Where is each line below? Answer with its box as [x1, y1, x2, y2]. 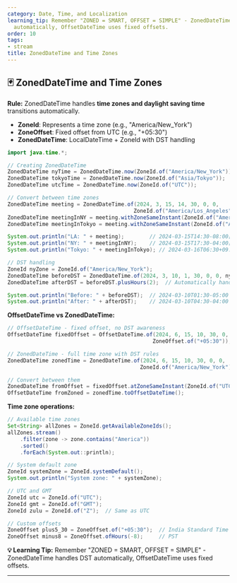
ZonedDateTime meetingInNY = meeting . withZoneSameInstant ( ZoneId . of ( [7, 213, 217, 221]
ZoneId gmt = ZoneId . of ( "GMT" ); [7, 500, 102, 507]
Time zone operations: [7, 402, 75, 411]
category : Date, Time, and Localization [7, 10, 128, 18]
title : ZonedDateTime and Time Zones [7, 50, 119, 57]
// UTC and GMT [7, 488, 52, 495]
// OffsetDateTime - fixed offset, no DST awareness [7, 324, 166, 332]
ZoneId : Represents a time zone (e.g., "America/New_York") [17, 120, 193, 129]
